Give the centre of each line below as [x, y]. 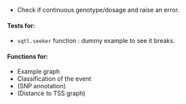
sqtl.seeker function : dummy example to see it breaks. [96, 41]
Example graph [38, 72]
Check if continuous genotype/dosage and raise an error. [98, 10]
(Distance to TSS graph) [51, 93]
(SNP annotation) [42, 86]
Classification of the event [54, 79]
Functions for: [28, 56]
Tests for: [21, 25]
